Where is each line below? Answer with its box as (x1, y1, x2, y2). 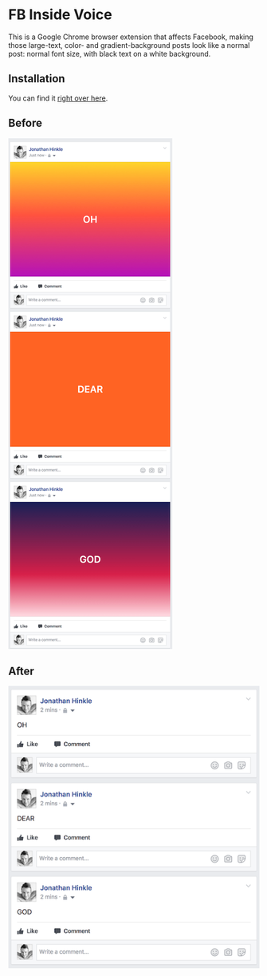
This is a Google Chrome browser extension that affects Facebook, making (8, 32, 253, 41)
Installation (8, 72, 65, 85)
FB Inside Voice (8, 6, 113, 24)
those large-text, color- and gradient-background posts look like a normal (8, 40, 250, 49)
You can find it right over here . (8, 93, 108, 103)
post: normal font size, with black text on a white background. (8, 49, 211, 58)
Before (8, 117, 42, 130)
